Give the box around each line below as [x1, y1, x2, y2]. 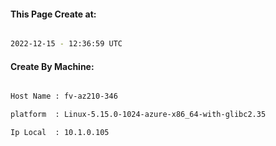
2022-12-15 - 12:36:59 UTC [10, 39, 123, 49]
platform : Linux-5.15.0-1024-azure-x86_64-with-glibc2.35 [10, 110, 267, 120]
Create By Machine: [10, 60, 95, 72]
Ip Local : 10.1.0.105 [10, 128, 110, 138]
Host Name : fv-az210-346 [10, 91, 118, 102]
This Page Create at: [10, 8, 97, 20]
